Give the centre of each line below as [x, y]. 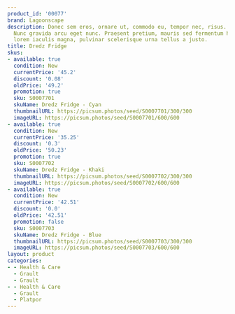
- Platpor [28, 300]
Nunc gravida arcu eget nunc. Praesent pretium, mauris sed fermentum [119, 33]
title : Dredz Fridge [37, 46]
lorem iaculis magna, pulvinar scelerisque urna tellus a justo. [111, 40]
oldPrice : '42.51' [41, 215]
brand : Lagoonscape [36, 20]
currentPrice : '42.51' [47, 202]
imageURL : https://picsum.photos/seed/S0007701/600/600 [97, 117]
